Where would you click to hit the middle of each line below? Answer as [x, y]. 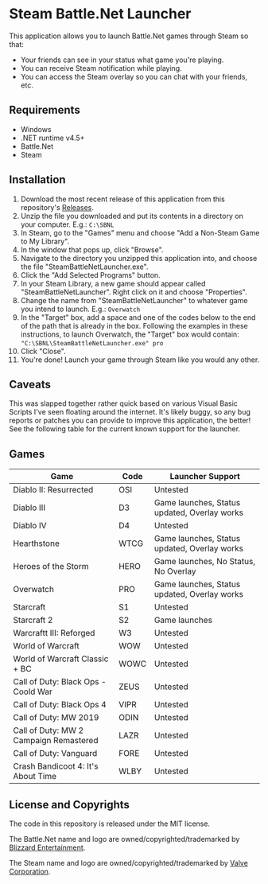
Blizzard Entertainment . [47, 847]
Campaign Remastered [56, 741]
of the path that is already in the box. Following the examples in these [134, 325]
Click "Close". [43, 351]
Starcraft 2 [33, 620]
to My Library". [45, 241]
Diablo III [29, 508]
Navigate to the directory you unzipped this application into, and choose [139, 258]
